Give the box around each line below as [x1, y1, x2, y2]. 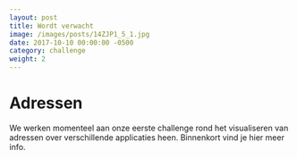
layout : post [9, 13, 58, 22]
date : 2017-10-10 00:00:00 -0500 [9, 38, 134, 47]
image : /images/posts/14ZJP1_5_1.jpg [9, 29, 150, 38]
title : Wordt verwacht [9, 21, 94, 30]
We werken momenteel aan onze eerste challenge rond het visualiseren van [9, 122, 289, 133]
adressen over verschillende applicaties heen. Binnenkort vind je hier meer [9, 131, 284, 143]
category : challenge [9, 46, 87, 55]
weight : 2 [9, 54, 47, 63]
